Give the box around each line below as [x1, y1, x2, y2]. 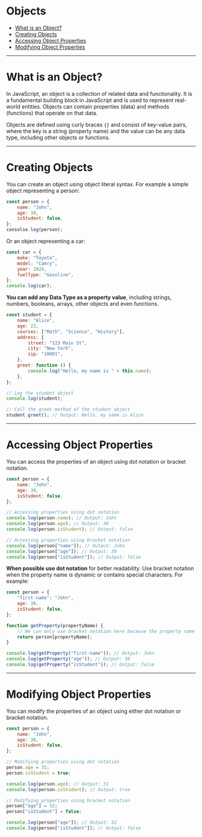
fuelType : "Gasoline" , [17, 271, 74, 278]
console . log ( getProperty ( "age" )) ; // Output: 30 [6, 656, 130, 662]
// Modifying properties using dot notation [6, 759, 120, 765]
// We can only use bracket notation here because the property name [17, 628, 195, 634]
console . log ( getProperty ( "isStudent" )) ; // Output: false [6, 662, 155, 668]
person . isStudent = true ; [6, 770, 71, 776]
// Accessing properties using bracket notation [6, 537, 130, 543]
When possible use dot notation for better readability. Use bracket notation [6, 565, 194, 572]
